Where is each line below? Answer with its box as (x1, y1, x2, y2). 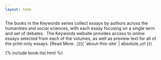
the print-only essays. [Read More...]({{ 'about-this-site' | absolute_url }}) (5, 40, 152, 46)
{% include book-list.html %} (5, 50, 63, 56)
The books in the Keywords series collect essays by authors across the (5, 20, 148, 26)
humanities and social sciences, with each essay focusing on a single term (5, 25, 155, 31)
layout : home (5, 7, 32, 12)
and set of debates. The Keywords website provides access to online (5, 30, 145, 36)
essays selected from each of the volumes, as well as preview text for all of (5, 36, 156, 41)
